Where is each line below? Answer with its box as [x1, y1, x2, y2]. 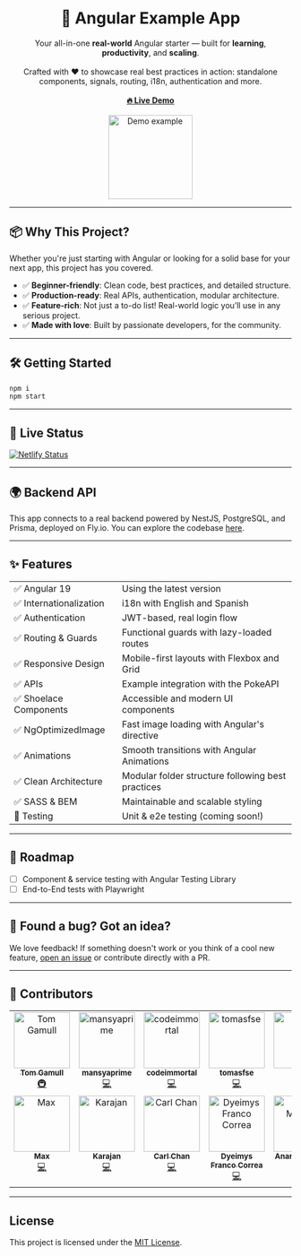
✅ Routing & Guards [13, 631, 98, 644]
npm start [9, 392, 47, 402]
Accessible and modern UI [121, 692, 234, 705]
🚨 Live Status [9, 425, 84, 440]
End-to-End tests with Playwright [21, 883, 145, 895]
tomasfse [219, 1068, 254, 1078]
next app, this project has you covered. [9, 262, 154, 273]
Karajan [92, 1151, 121, 1162]
